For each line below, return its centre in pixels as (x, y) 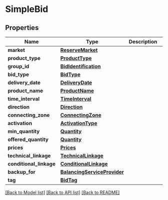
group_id (18, 66)
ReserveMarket (79, 50)
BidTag (69, 180)
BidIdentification (80, 66)
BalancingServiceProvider (92, 172)
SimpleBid (27, 9)
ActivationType (79, 123)
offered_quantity (28, 139)
